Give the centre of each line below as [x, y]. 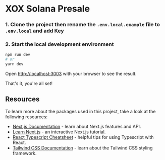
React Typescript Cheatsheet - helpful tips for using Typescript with [83, 137]
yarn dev [14, 64]
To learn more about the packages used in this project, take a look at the [80, 111]
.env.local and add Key [35, 31]
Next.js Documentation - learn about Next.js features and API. [77, 126]
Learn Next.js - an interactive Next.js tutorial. [59, 132]
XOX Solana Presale [48, 9]
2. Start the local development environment [60, 44]
